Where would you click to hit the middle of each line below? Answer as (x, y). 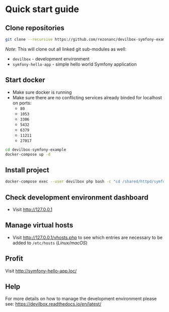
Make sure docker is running (42, 92)
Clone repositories (35, 28)
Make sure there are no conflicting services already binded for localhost (87, 97)
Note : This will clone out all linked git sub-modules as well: (66, 49)
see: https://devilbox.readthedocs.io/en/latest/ (53, 304)
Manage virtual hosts (39, 225)
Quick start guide (42, 9)
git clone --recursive (29, 39)
